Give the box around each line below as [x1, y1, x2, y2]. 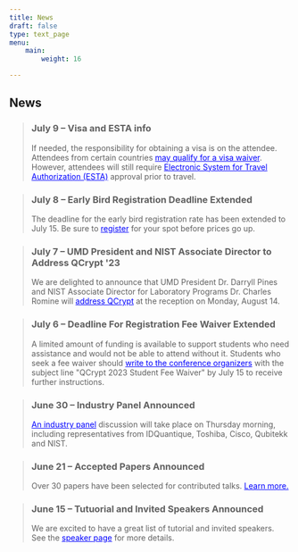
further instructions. [30, 376, 105, 387]
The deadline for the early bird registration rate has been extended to [30, 213, 286, 224]
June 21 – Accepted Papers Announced [30, 460, 205, 473]
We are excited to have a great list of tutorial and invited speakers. [30, 523, 275, 534]
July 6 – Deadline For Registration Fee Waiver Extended [30, 318, 277, 330]
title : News [9, 13, 54, 22]
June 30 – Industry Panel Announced [30, 398, 195, 411]
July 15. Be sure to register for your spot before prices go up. [30, 222, 256, 233]
